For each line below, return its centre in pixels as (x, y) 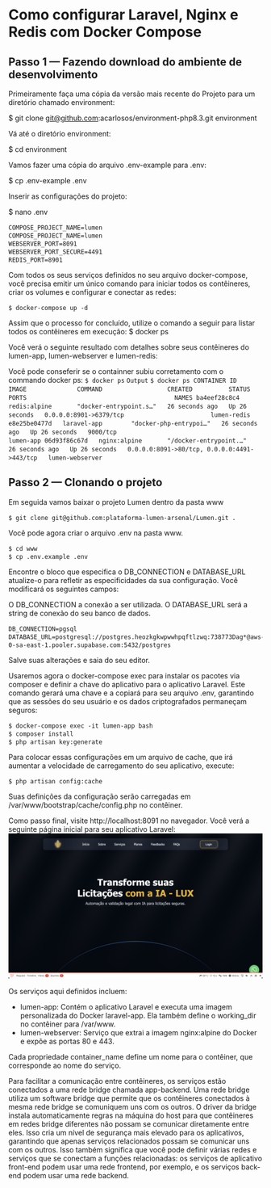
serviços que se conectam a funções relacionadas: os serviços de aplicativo (135, 1159)
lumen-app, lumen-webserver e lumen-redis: (83, 356)
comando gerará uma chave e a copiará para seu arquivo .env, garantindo (131, 693)
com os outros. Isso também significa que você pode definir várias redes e (133, 1150)
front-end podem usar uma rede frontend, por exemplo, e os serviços (124, 1167)
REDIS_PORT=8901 (35, 260)
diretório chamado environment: (62, 102)
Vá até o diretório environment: (60, 134)
